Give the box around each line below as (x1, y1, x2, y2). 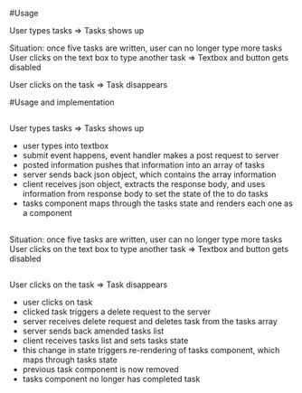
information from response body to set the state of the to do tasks (22, 189, 269, 200)
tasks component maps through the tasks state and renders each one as (22, 198, 294, 209)
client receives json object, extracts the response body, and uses (22, 179, 266, 190)
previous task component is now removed (22, 364, 179, 375)
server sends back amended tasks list (22, 325, 165, 337)
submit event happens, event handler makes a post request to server (22, 150, 279, 161)
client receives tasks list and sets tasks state (22, 335, 189, 346)
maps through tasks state (22, 354, 118, 365)
